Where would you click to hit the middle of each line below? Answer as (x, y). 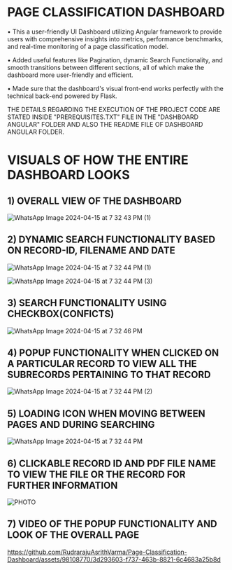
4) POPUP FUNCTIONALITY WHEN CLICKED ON (113, 353)
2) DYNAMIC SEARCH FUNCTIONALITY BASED (111, 240)
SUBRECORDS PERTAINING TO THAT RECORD (109, 374)
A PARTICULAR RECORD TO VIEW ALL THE (102, 364)
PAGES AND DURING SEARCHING (81, 424)
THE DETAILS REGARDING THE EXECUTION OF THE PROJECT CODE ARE (114, 109)
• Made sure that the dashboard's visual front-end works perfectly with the (115, 88)
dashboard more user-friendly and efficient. (71, 75)
